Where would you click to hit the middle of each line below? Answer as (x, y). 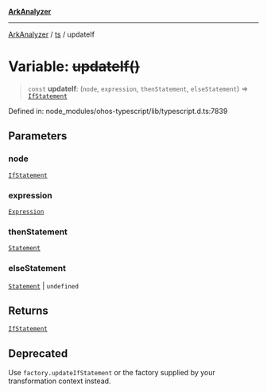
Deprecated (38, 353)
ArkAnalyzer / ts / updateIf (52, 34)
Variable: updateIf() (74, 67)
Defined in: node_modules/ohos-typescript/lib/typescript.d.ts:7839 (118, 111)
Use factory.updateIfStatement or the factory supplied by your (112, 373)
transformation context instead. (60, 381)
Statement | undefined (44, 285)
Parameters (38, 136)
